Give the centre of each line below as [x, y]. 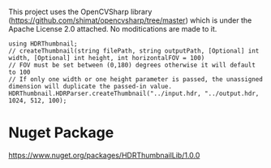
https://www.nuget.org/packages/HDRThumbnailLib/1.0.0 [104, 155]
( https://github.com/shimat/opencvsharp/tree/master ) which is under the [130, 20]
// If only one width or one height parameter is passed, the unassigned [136, 80]
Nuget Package [61, 133]
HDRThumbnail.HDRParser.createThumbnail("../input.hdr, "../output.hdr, [134, 93]
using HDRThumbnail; [43, 44]
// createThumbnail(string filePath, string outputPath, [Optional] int [134, 51]
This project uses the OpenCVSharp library [80, 12]
